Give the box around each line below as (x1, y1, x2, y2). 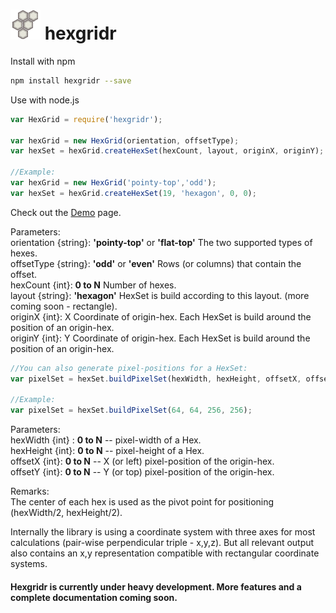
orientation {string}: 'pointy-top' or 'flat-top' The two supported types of (10, 236, 313, 248)
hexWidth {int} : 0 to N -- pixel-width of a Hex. (10, 434, 202, 446)
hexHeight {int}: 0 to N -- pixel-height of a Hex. (10, 445, 205, 457)
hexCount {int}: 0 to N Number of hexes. (10, 279, 177, 291)
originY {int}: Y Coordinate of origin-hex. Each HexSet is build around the (10, 332, 311, 344)
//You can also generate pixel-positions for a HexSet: (10, 363, 248, 373)
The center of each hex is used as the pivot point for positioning (10, 496, 275, 508)
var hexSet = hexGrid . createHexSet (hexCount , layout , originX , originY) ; (10, 146, 325, 156)
